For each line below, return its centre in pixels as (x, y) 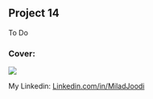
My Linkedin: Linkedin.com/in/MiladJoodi (76, 86)
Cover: (22, 53)
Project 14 (34, 13)
